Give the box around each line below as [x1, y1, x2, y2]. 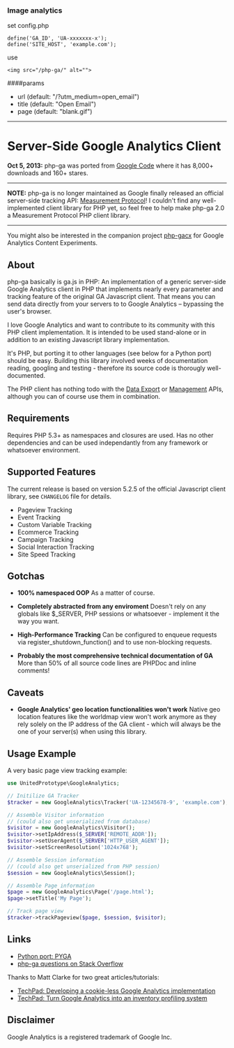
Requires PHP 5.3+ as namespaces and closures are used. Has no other [7, 431, 214, 439]
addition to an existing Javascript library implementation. [7, 336, 170, 344]
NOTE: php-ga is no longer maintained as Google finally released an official [7, 189, 224, 198]
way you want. [17, 617, 60, 626]
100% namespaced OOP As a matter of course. [17, 589, 155, 597]
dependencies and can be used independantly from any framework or [7, 438, 208, 447]
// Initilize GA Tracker [7, 792, 79, 799]
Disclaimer [7, 1014, 55, 1026]
